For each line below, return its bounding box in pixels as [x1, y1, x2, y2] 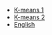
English [13, 21, 35, 28]
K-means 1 [13, 6, 44, 14]
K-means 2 [13, 13, 45, 21]
